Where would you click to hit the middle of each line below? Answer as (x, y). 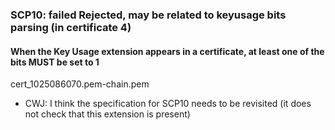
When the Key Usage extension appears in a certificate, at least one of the (167, 51)
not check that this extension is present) (107, 114)
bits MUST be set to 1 (55, 62)
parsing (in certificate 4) (71, 27)
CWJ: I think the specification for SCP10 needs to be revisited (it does (168, 104)
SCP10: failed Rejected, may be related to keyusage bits (148, 15)
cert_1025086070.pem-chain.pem (80, 84)
